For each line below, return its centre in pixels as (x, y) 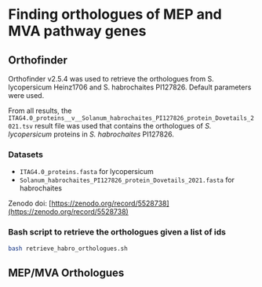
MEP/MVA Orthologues (66, 272)
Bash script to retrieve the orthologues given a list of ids (117, 232)
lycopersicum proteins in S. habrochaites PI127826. (91, 134)
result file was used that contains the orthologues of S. (123, 126)
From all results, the (40, 111)
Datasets (25, 154)
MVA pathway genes (77, 31)
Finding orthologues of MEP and (115, 15)
